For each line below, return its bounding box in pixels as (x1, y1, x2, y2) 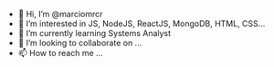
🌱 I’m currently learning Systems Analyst (17, 28, 172, 38)
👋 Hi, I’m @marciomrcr (17, 9, 103, 19)
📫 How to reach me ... (17, 48, 103, 58)
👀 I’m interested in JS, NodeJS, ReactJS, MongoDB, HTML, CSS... (17, 18, 266, 29)
